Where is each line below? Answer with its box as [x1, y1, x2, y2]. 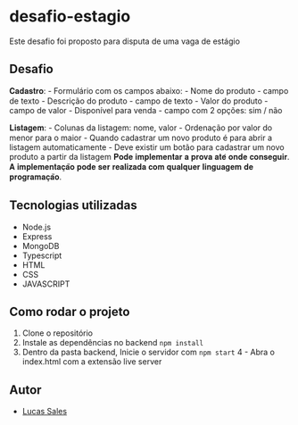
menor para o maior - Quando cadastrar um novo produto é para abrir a [9, 132, 272, 143]
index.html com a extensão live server [21, 356, 162, 367]
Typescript [21, 250, 62, 261]
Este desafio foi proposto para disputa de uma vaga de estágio [9, 36, 241, 46]
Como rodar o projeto [9, 304, 130, 319]
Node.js [21, 221, 52, 232]
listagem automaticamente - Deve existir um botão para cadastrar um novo [9, 141, 285, 153]
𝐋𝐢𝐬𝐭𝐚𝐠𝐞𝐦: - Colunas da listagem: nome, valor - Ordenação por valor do [9, 122, 273, 133]
